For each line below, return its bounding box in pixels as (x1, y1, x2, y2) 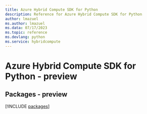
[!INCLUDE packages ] (5, 103, 50, 109)
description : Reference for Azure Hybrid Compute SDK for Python (5, 12, 142, 17)
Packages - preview (5, 90, 68, 99)
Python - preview (5, 71, 77, 82)
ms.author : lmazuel (5, 21, 45, 26)
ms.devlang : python (5, 35, 45, 40)
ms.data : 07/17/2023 (5, 26, 48, 30)
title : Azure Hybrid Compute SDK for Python (5, 7, 98, 12)
